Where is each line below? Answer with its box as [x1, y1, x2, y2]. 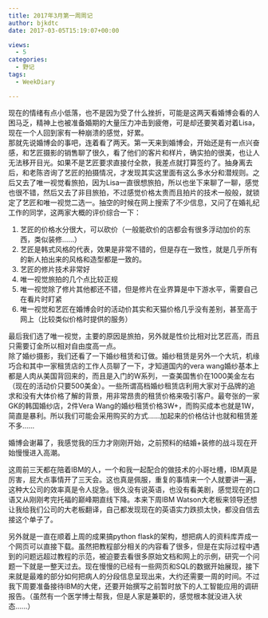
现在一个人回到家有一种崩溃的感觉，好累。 [8, 128, 148, 137]
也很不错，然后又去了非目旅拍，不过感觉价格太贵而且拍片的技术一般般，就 [8, 187, 253, 197]
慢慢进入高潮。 [14, 447, 65, 457]
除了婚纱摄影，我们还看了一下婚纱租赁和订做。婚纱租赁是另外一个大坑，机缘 [8, 351, 260, 360]
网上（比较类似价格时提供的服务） [19, 314, 132, 324]
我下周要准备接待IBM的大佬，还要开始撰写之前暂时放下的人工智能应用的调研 [8, 581, 259, 591]
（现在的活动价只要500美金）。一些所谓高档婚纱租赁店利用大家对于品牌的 [8, 380, 249, 391]
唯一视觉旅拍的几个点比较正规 [19, 274, 118, 284]
